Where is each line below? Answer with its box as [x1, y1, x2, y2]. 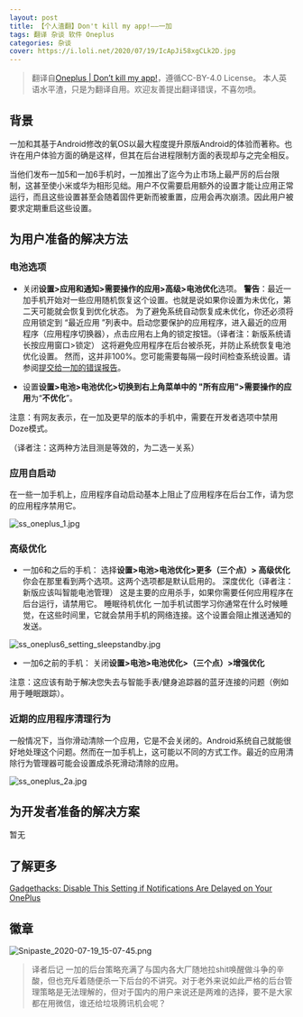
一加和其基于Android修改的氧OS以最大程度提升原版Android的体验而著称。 [9, 138, 285, 149]
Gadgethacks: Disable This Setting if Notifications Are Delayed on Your [9, 883, 273, 893]
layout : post [9, 13, 59, 23]
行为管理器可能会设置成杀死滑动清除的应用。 [16, 757, 183, 768]
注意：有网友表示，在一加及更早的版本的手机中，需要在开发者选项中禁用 [9, 411, 278, 422]
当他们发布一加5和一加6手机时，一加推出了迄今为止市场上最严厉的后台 [9, 169, 272, 179]
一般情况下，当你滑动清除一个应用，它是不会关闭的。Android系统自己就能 [9, 735, 284, 746]
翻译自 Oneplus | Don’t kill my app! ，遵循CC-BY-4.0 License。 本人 [31, 73, 280, 84]
